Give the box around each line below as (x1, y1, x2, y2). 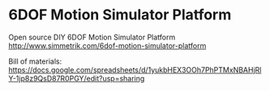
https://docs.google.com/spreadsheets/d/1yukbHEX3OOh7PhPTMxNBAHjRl (8, 64, 262, 74)
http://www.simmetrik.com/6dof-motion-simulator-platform (8, 40, 207, 50)
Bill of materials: (8, 56, 62, 66)
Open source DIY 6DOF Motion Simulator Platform (8, 32, 176, 42)
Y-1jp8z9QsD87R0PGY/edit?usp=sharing (8, 73, 145, 83)
